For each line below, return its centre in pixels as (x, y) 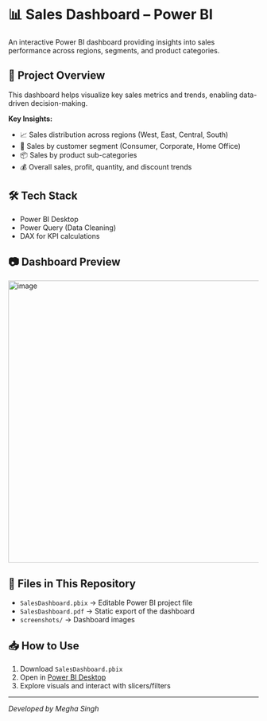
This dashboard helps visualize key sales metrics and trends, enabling (123, 95)
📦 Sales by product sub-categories (78, 154)
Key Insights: (31, 119)
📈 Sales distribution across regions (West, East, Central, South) (124, 134)
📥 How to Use (44, 646)
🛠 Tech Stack (43, 196)
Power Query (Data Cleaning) (68, 228)
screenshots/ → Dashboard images (77, 620)
